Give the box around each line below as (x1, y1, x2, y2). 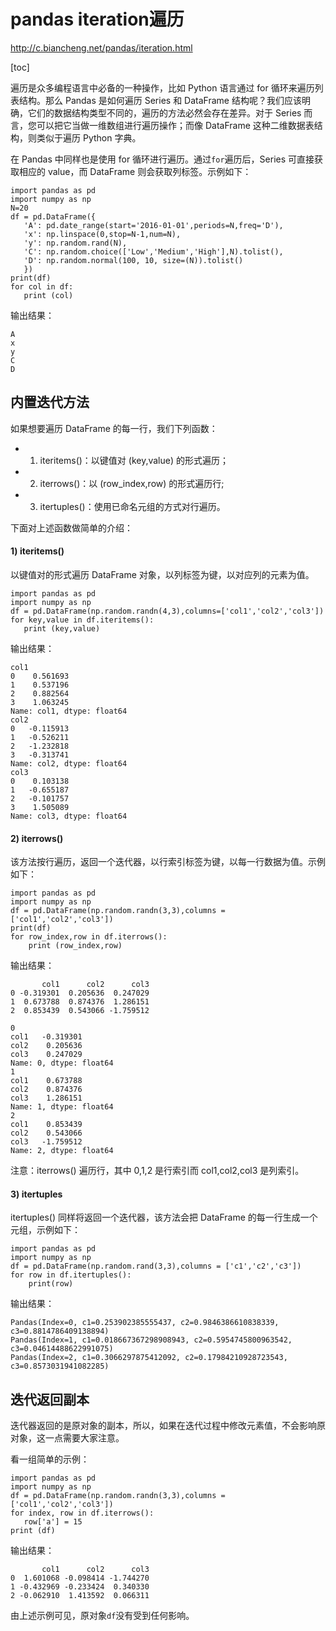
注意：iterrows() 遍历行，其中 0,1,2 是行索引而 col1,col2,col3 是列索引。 (10, 1165, 305, 1177)
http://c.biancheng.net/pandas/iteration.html (10, 41, 193, 54)
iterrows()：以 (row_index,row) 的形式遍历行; (39, 477, 225, 489)
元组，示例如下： (10, 1224, 81, 1236)
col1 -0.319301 (10, 1032, 83, 1042)
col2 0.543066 (10, 1128, 83, 1139)
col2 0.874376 (10, 1085, 83, 1095)
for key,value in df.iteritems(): (10, 615, 155, 625)
